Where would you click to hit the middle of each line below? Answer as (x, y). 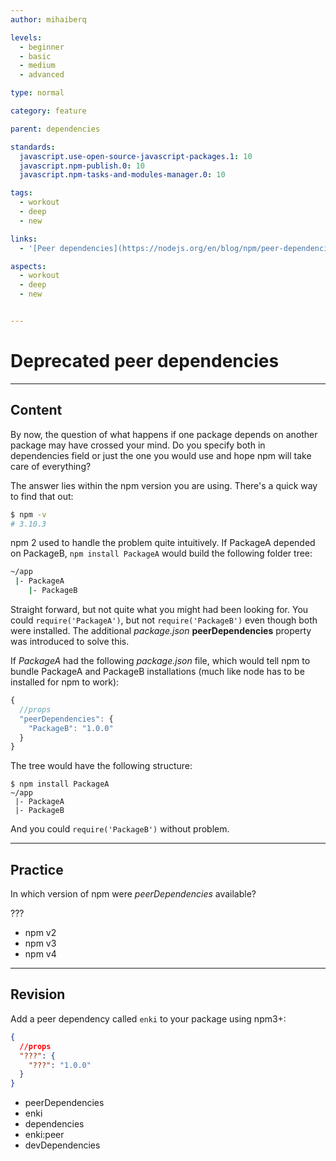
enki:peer (44, 1135)
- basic (35, 56)
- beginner (42, 47)
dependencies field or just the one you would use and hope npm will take (161, 455)
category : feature (48, 111)
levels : (26, 37)
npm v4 (40, 954)
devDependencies (62, 1145)
